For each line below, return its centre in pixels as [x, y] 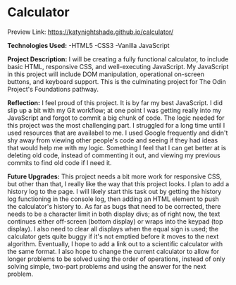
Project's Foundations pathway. [53, 89]
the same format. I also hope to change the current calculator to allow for [113, 251]
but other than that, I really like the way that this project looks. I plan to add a [118, 183]
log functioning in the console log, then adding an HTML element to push [113, 199]
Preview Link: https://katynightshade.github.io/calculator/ [91, 32]
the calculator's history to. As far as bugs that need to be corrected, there [114, 206]
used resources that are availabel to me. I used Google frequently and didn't [118, 133]
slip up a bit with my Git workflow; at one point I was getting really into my [114, 110]
